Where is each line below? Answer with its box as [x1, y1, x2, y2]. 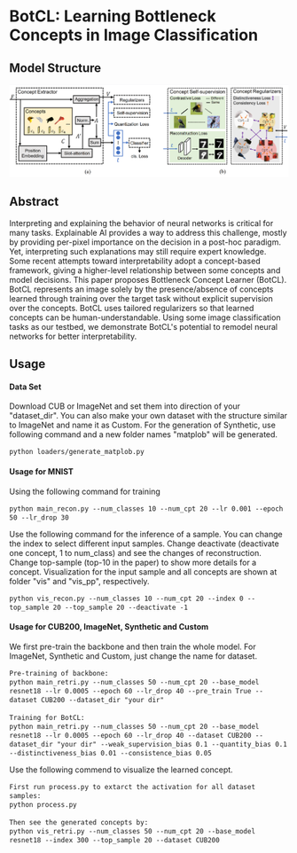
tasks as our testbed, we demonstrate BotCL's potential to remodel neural [9, 321, 277, 332]
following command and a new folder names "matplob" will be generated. [9, 429, 277, 440]
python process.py [9, 800, 77, 809]
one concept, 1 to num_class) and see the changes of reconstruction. [9, 547, 262, 558]
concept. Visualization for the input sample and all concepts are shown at [9, 566, 277, 577]
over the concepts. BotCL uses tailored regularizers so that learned [9, 302, 254, 313]
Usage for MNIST [9, 466, 74, 476]
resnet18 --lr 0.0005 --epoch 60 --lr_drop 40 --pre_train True [9, 686, 252, 695]
